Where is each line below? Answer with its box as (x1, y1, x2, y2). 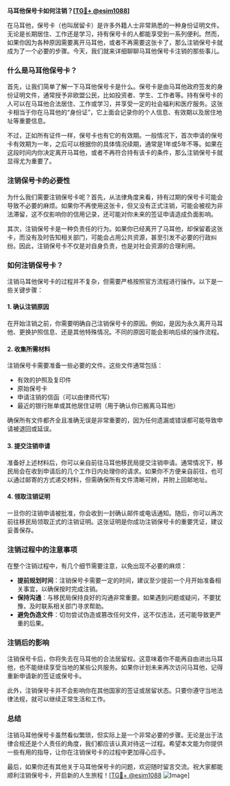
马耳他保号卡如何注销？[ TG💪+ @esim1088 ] (7, 7, 130, 14)
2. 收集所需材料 (7, 345, 51, 353)
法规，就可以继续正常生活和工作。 (12, 695, 110, 703)
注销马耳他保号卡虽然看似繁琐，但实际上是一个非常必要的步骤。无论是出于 (7, 730, 217, 739)
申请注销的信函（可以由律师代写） (16, 393, 114, 402)
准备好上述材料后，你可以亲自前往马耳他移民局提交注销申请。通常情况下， (7, 458, 217, 467)
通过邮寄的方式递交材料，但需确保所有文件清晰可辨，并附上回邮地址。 (12, 476, 211, 484)
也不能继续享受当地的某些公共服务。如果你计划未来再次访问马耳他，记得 (18, 663, 223, 672)
